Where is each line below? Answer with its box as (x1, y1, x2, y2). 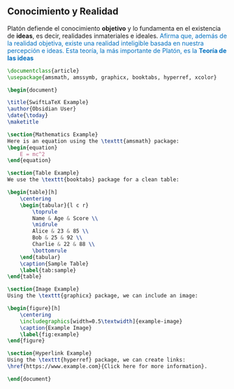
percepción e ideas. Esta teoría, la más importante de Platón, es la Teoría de (7, 46, 227, 54)
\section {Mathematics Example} (7, 131, 98, 138)
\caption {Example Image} (20, 324, 92, 331)
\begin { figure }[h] (7, 305, 61, 312)
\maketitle (7, 119, 39, 126)
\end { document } (7, 375, 52, 383)
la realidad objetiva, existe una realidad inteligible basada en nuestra (7, 38, 204, 47)
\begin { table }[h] (7, 189, 58, 196)
